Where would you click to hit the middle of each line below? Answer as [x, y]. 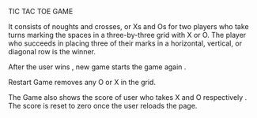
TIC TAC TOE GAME [41, 11]
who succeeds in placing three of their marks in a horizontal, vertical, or [125, 43]
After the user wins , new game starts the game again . [97, 67]
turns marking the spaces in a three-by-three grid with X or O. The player [127, 35]
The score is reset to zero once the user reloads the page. [103, 106]
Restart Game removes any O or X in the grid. [82, 82]
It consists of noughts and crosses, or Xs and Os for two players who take [128, 26]
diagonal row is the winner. [52, 52]
